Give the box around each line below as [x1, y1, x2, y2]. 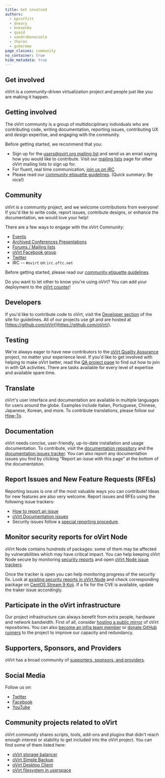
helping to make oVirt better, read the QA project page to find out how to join [5, 359, 160, 365]
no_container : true [5, 53, 45, 58]
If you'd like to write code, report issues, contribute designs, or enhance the [5, 209, 159, 215]
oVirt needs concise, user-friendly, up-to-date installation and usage [5, 440, 144, 446]
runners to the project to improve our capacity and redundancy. [5, 630, 134, 635]
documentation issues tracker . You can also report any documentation [5, 450, 147, 456]
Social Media [5, 671, 46, 680]
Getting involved [5, 108, 57, 116]
